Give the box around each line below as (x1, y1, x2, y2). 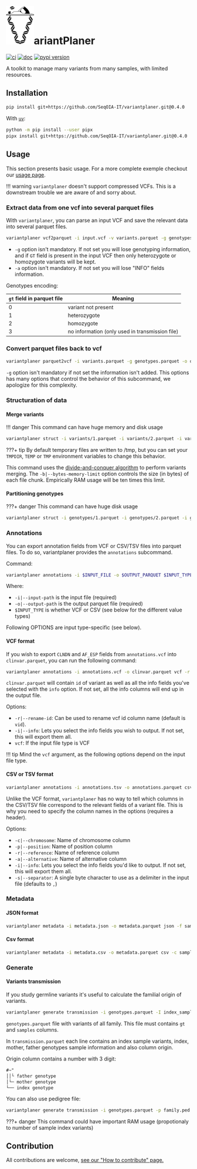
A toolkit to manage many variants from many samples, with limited (6, 65, 168, 72)
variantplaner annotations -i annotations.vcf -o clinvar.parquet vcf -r (6, 669, 191, 675)
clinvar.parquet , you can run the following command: (6, 657, 137, 664)
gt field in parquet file (8, 295, 63, 302)
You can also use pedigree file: (6, 1095, 81, 1102)
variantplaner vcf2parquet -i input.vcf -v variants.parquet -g (6, 235, 167, 241)
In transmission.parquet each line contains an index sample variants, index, (6, 1038, 189, 1045)
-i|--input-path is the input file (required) (14, 594, 117, 601)
